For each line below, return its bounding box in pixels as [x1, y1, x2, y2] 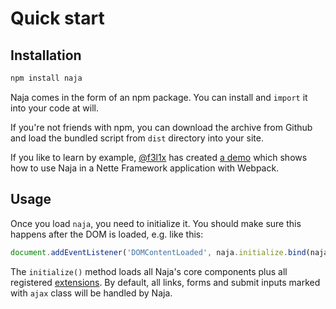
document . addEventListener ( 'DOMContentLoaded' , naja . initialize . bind [10, 247, 307, 257]
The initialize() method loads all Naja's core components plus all [10, 265, 288, 277]
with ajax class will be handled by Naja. [10, 287, 173, 299]
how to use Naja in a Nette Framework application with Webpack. [10, 162, 280, 174]
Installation [10, 47, 82, 64]
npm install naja [10, 73, 83, 83]
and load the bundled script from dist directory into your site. [10, 132, 264, 144]
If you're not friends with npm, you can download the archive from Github [10, 121, 313, 133]
